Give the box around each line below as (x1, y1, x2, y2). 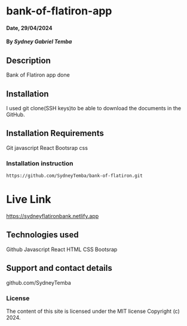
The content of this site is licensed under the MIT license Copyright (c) (6, 307, 180, 315)
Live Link (6, 193, 52, 206)
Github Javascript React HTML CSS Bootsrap (6, 246, 118, 253)
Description (6, 55, 51, 65)
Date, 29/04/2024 (6, 24, 53, 31)
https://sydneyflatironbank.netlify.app (6, 213, 99, 220)
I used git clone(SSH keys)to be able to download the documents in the (6, 105, 181, 111)
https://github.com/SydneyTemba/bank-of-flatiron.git (6, 173, 143, 179)
